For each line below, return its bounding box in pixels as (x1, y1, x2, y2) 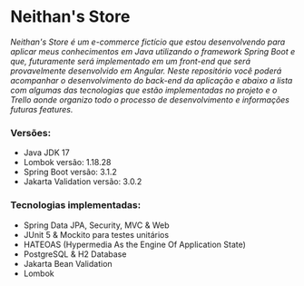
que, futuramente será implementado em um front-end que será (10, 55, 250, 66)
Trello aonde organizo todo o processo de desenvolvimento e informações (10, 94, 289, 105)
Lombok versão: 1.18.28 (23, 157, 112, 168)
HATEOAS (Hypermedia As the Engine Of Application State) (23, 239, 246, 250)
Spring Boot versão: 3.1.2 (23, 166, 117, 178)
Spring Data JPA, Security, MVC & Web (23, 220, 170, 231)
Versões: (10, 126, 52, 139)
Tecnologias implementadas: (10, 199, 142, 212)
